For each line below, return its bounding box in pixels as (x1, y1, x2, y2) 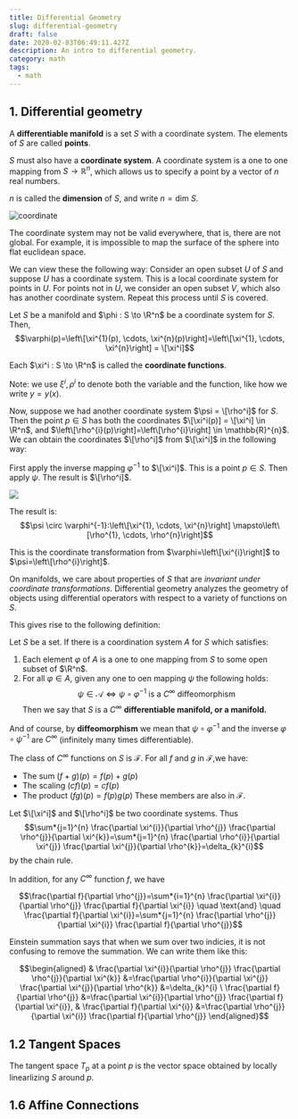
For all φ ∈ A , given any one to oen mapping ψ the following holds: (21, 672, 269, 683)
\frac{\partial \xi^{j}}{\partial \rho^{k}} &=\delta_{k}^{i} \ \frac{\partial (19, 982, 272, 993)
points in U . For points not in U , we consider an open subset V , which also (9, 283, 281, 294)
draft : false (9, 29, 58, 38)
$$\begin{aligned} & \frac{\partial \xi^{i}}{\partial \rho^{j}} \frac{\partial (19, 964, 281, 974)
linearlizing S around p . (9, 1073, 95, 1083)
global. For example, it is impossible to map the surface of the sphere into (9, 238, 279, 248)
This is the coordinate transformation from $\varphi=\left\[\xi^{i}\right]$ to (9, 547, 280, 557)
